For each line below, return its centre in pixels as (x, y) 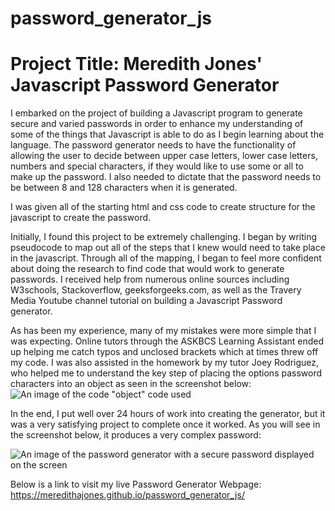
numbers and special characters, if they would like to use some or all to (157, 166)
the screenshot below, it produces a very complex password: (136, 435)
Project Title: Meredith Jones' (136, 64)
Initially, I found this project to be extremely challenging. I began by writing (164, 237)
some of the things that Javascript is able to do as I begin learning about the (167, 134)
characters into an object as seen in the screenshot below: (131, 384)
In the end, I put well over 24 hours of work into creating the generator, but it (168, 414)
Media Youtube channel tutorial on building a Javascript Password (146, 301)
